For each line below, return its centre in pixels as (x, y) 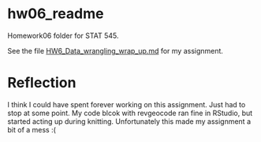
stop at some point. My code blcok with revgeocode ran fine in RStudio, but (130, 113)
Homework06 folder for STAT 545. (63, 35)
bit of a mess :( (32, 129)
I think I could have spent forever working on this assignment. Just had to (127, 104)
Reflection (42, 83)
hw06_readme (56, 14)
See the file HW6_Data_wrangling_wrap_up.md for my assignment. (116, 50)
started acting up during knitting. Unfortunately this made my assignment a (129, 121)
